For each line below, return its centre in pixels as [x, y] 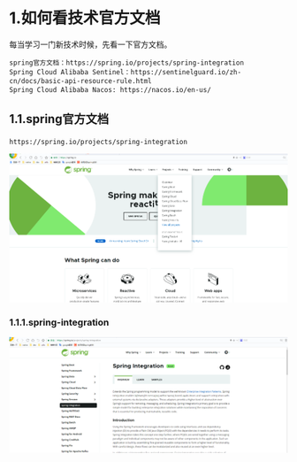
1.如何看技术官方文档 [85, 18]
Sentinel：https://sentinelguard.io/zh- [167, 72]
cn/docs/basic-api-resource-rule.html [80, 81]
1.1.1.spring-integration [59, 322]
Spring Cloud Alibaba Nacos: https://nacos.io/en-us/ [110, 89]
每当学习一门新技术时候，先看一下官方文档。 [91, 44]
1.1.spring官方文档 [59, 119]
